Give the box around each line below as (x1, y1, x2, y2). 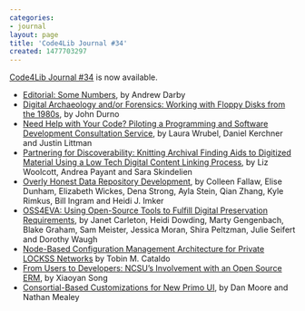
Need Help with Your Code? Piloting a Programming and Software (22, 119, 269, 130)
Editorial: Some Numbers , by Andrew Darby (22, 90, 186, 101)
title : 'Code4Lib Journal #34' (9, 38, 128, 48)
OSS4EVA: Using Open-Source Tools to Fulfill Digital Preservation (22, 205, 268, 216)
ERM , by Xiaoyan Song (22, 273, 108, 284)
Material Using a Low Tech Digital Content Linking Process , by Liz (22, 157, 269, 168)
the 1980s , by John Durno (22, 109, 120, 120)
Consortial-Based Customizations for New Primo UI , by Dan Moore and (22, 282, 289, 293)
